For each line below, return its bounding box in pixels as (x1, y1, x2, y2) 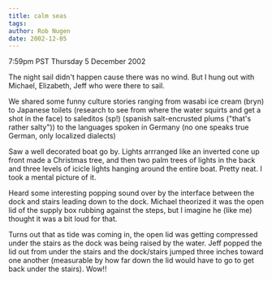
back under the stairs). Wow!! (8, 264, 107, 274)
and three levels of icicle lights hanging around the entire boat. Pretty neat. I (8, 164, 262, 174)
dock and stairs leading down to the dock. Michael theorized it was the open (8, 197, 265, 206)
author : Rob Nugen (8, 27, 71, 35)
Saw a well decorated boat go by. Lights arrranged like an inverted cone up (8, 147, 260, 156)
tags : (8, 19, 27, 28)
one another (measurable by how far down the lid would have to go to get (8, 256, 254, 266)
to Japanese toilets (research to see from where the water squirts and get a (8, 105, 261, 115)
